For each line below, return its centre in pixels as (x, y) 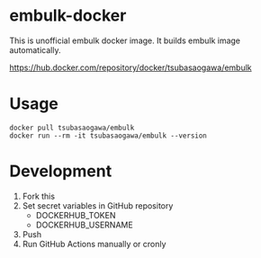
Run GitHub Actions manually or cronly (94, 244)
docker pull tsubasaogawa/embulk (72, 128)
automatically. (35, 49)
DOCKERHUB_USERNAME (84, 225)
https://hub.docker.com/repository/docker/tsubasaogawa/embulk (130, 67)
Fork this (39, 196)
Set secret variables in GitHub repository (98, 205)
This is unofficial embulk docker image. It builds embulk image (125, 40)
